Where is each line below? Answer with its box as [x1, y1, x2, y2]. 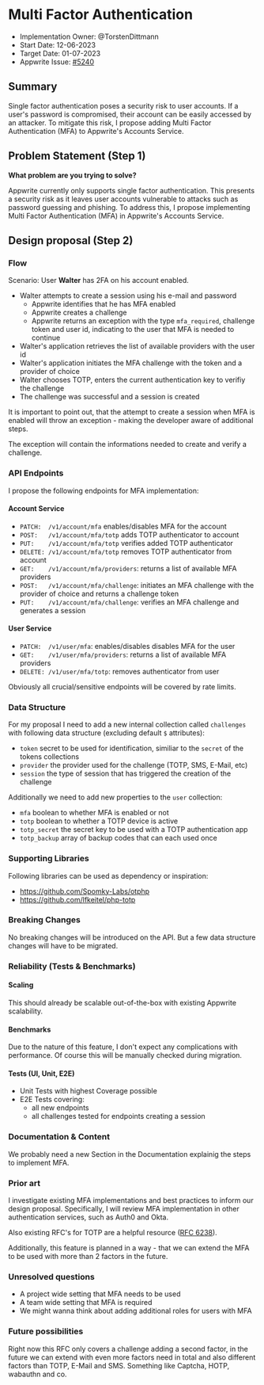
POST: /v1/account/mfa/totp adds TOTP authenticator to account [19, 529, 239, 540]
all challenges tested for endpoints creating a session [31, 1112, 206, 1121]
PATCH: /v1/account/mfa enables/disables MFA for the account [19, 521, 227, 531]
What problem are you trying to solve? [8, 170, 137, 180]
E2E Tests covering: [19, 1095, 85, 1105]
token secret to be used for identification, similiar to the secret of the [19, 743, 243, 754]
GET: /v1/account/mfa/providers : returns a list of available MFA [19, 563, 237, 573]
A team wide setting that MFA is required [19, 1298, 153, 1307]
